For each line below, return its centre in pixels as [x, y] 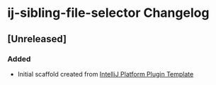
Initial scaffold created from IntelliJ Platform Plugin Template [106, 74]
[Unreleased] [37, 39]
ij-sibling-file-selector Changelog [108, 13]
